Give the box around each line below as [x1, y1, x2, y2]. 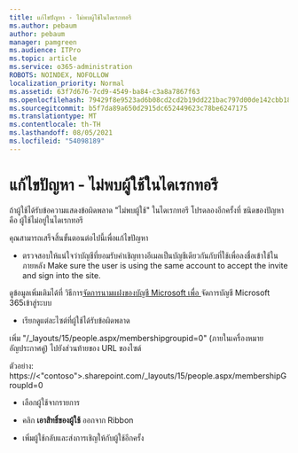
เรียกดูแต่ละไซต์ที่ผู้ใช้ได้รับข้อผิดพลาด [21, 315, 130, 325]
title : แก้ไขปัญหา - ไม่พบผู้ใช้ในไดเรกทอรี [9, 12, 132, 22]
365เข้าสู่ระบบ [9, 297, 52, 308]
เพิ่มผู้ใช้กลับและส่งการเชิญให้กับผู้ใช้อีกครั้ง [21, 432, 145, 443]
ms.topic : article [9, 54, 77, 63]
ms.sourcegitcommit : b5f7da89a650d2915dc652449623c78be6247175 [9, 104, 248, 113]
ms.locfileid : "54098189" [9, 137, 105, 145]
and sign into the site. [21, 269, 101, 280]
